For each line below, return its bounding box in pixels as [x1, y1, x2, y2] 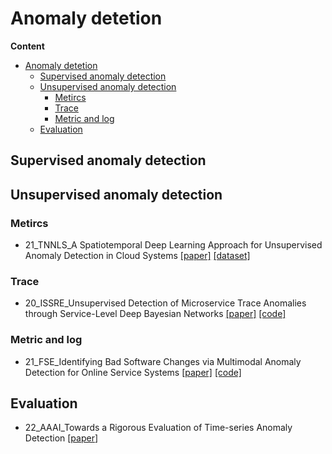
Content [10, 40, 45, 52]
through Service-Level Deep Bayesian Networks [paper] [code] [24, 308, 287, 320]
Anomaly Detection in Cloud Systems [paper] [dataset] [24, 250, 251, 262]
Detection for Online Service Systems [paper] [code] [24, 366, 242, 378]
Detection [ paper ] [24, 432, 99, 444]
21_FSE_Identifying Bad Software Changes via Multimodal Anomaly [24, 355, 302, 367]
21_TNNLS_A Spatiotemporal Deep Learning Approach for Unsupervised [24, 239, 323, 251]
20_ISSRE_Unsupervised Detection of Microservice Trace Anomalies [24, 297, 307, 309]
